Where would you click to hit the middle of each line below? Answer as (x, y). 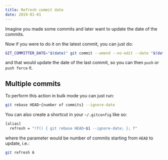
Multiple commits (33, 84)
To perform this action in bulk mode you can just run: (59, 96)
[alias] (13, 124)
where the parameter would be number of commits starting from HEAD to (79, 138)
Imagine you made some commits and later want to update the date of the (81, 29)
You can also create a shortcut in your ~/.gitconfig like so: (66, 115)
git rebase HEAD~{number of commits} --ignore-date (60, 105)
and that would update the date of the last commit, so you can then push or (82, 63)
